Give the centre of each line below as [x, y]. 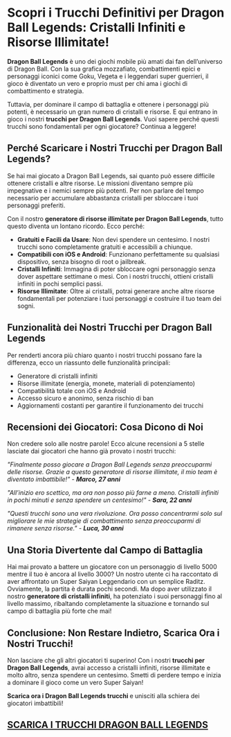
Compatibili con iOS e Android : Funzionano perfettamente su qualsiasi [118, 254]
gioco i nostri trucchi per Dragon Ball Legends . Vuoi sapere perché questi [113, 119]
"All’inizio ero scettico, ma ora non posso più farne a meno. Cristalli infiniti [113, 493]
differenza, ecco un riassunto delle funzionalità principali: [89, 363]
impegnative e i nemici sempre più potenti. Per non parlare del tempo [105, 190]
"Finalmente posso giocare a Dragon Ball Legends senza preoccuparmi [110, 465]
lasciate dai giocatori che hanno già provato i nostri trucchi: [92, 451]
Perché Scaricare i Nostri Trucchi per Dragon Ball [115, 148]
